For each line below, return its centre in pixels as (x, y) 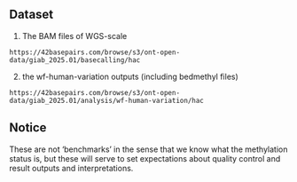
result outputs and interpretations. (71, 168)
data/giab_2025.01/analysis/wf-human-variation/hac (106, 100)
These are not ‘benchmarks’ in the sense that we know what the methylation (148, 149)
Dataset (31, 15)
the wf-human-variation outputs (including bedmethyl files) (130, 76)
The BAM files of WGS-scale (74, 36)
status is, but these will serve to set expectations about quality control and (145, 158)
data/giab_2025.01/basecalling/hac (75, 60)
